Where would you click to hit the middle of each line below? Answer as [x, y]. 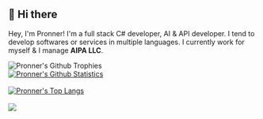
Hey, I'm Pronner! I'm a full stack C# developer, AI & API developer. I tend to [131, 33]
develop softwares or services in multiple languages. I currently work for [127, 42]
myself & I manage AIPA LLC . [56, 50]
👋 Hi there [33, 15]
